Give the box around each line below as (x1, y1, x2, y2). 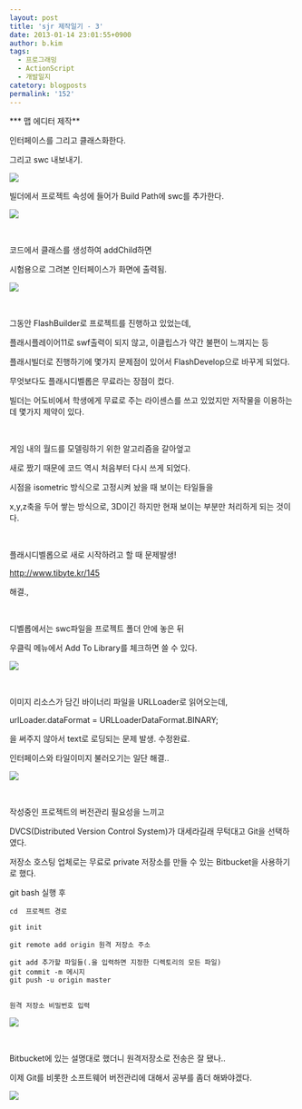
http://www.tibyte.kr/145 (9, 567, 101, 578)
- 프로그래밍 (17, 55, 57, 64)
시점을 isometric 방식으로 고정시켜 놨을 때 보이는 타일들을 (9, 481, 214, 492)
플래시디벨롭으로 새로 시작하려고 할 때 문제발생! (9, 549, 177, 559)
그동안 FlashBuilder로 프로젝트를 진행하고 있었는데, (9, 317, 192, 328)
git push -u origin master (9, 975, 112, 985)
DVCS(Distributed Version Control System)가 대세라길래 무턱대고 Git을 (9, 826, 266, 837)
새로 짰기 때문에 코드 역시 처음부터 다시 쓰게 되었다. (9, 462, 190, 473)
